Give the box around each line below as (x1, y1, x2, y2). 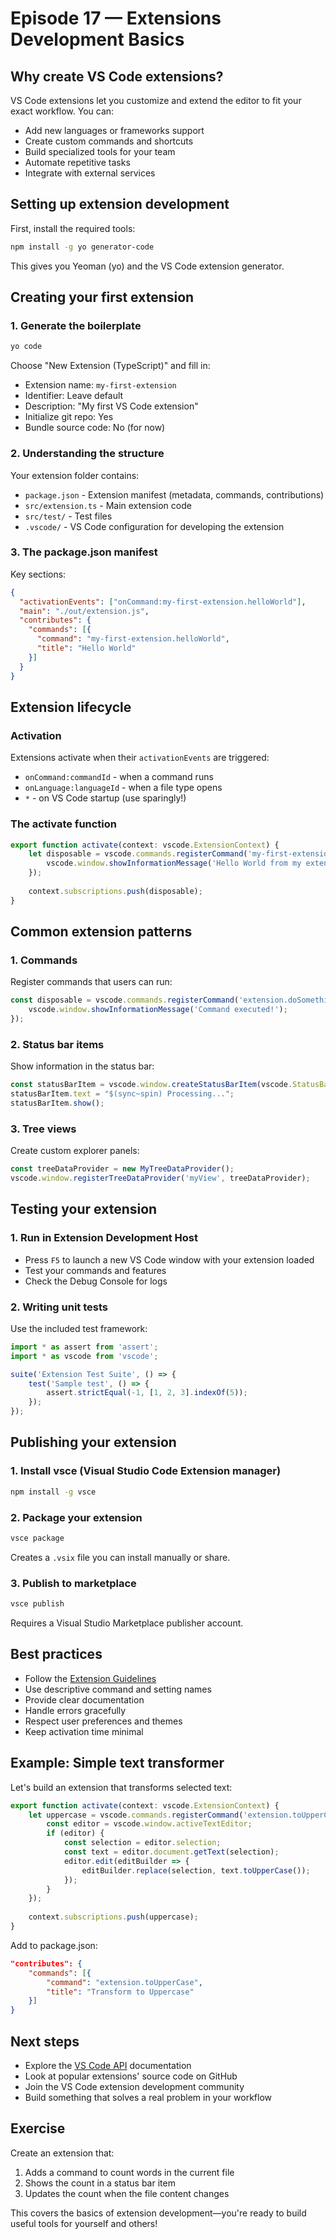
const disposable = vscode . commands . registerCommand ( (10, 995, 240, 1006)
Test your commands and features (24, 1264, 167, 1276)
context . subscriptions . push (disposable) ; (28, 886, 203, 896)
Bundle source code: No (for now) (24, 422, 166, 434)
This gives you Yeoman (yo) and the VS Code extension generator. (10, 260, 285, 272)
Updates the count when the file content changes (24, 2187, 230, 2199)
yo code (10, 342, 43, 352)
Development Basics (10, 28, 185, 51)
